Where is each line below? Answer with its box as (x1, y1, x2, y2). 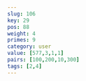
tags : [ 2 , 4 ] (7, 63, 42, 70)
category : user (7, 43, 52, 50)
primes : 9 (7, 37, 36, 44)
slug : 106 (7, 10, 36, 18)
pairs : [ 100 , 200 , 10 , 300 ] (7, 56, 80, 63)
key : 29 (7, 17, 30, 24)
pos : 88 (7, 23, 30, 30)
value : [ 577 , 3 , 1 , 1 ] (7, 50, 64, 57)
